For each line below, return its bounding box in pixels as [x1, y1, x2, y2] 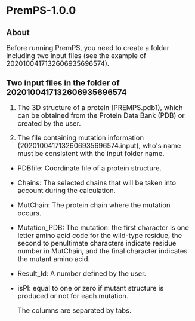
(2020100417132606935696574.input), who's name [17, 141, 181, 150]
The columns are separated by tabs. [17, 306, 132, 314]
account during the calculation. [17, 186, 116, 195]
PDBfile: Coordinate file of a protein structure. [17, 164, 162, 172]
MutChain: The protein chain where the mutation [17, 201, 171, 209]
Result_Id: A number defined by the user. [17, 269, 147, 278]
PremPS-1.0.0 [6, 4, 76, 17]
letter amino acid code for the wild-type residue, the [17, 231, 182, 240]
